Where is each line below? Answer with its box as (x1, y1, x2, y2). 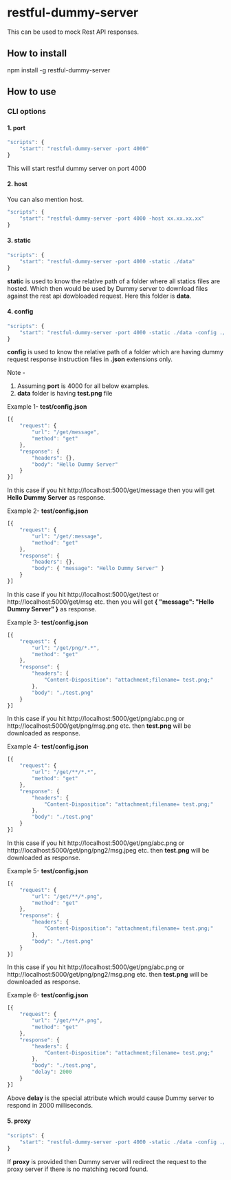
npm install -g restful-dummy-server (7, 65, 111, 74)
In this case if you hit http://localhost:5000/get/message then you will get (7, 486, 215, 494)
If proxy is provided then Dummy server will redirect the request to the (7, 1157, 207, 1166)
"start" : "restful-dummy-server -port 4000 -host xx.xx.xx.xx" (19, 215, 205, 222)
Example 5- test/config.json (7, 866, 89, 875)
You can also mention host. (7, 195, 85, 204)
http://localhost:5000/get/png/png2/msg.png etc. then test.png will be (7, 970, 208, 979)
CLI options (7, 107, 46, 116)
